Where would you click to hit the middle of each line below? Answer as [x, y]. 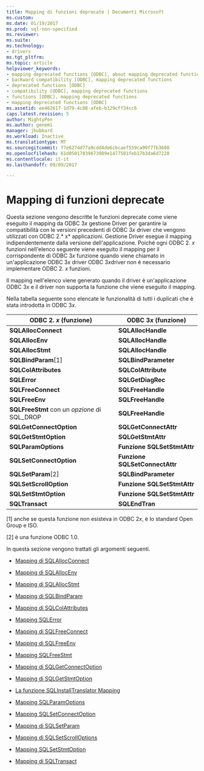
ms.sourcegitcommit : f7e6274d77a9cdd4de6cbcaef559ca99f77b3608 [88, 148]
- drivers [19, 52]
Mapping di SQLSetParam [47, 726]
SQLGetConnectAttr [148, 427]
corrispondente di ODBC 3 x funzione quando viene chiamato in [86, 256]
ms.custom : [20, 18]
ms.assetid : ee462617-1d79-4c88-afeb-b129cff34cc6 [72, 108]
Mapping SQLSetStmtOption [50, 750]
